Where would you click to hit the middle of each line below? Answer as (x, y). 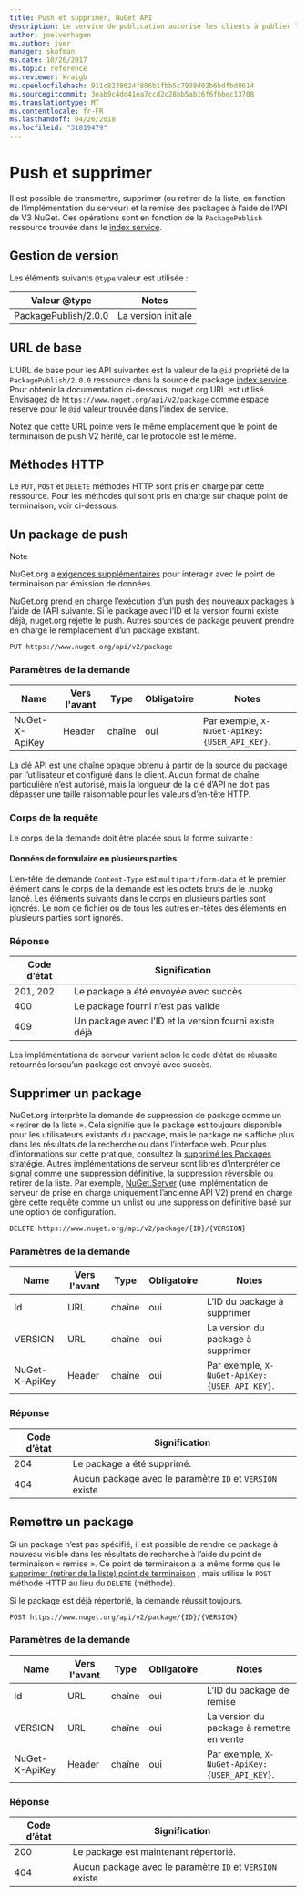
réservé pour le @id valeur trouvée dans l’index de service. (119, 408)
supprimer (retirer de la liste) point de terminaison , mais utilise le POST (141, 1573)
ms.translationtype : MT (55, 102)
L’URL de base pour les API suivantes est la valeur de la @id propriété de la (149, 370)
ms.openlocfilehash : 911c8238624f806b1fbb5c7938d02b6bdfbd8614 (132, 86)
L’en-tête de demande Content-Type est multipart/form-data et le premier (148, 879)
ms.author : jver (40, 43)
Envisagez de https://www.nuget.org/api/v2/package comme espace (139, 399)
